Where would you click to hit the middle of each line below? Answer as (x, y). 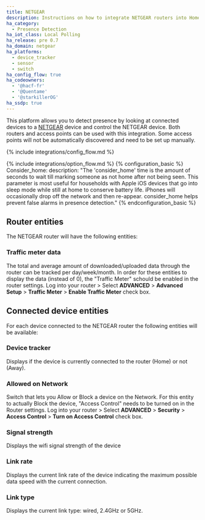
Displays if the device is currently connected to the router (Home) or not (97, 361)
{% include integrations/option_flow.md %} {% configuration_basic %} (95, 163)
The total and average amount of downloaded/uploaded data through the (98, 266)
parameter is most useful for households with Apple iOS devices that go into (102, 183)
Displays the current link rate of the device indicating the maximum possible (102, 475)
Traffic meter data (34, 253)
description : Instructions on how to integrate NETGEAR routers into (97, 18)
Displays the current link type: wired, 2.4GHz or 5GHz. (75, 511)
